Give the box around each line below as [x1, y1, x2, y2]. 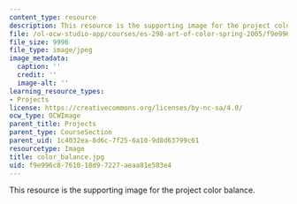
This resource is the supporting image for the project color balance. [9, 185, 255, 195]
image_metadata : [9, 54, 69, 63]
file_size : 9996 [9, 37, 69, 47]
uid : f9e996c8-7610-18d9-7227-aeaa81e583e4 [9, 161, 172, 170]
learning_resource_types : [9, 87, 104, 95]
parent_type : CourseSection [9, 128, 113, 137]
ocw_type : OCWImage [9, 111, 81, 120]
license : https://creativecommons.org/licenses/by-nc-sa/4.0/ [9, 103, 243, 112]
